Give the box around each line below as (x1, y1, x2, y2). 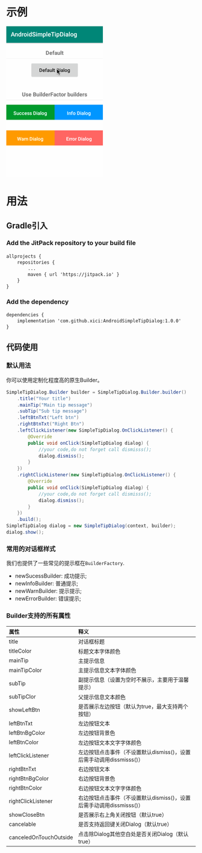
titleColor (8, 647, 32, 655)
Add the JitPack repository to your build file (6, 239, 136, 248)
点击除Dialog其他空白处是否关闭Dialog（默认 (78, 830, 189, 837)
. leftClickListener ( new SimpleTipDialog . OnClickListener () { (17, 427, 173, 433)
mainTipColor (8, 666, 42, 674)
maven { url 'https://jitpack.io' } (28, 271, 120, 278)
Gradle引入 (6, 220, 48, 231)
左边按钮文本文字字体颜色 (78, 739, 142, 746)
